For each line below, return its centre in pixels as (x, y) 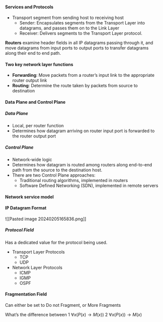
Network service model (29, 197)
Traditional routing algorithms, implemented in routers (74, 180)
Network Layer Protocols (37, 267)
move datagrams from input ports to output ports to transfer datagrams (77, 48)
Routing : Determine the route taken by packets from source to (75, 86)
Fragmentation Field (26, 294)
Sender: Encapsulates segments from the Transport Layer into (82, 23)
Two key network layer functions (39, 64)
